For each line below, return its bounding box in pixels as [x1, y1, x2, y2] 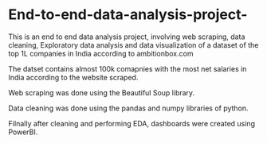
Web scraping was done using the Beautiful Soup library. [8, 87, 195, 97]
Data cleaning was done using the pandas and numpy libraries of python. [8, 103, 249, 113]
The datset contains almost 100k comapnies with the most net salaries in [8, 64, 247, 73]
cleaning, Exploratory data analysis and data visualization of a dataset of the [8, 40, 259, 49]
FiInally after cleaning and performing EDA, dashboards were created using [8, 118, 255, 128]
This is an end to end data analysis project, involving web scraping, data [8, 32, 245, 41]
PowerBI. [8, 127, 38, 137]
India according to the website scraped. [8, 72, 139, 82]
